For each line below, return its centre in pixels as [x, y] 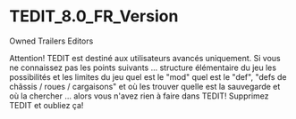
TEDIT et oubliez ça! [47, 105]
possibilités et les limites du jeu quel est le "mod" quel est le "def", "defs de [148, 76]
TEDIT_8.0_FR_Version [94, 16]
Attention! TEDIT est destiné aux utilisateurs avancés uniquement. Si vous [145, 58]
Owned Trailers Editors [51, 41]
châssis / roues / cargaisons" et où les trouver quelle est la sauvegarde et [145, 86]
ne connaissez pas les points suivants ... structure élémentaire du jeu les [143, 67]
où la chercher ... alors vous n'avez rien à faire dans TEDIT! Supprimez [139, 96]
